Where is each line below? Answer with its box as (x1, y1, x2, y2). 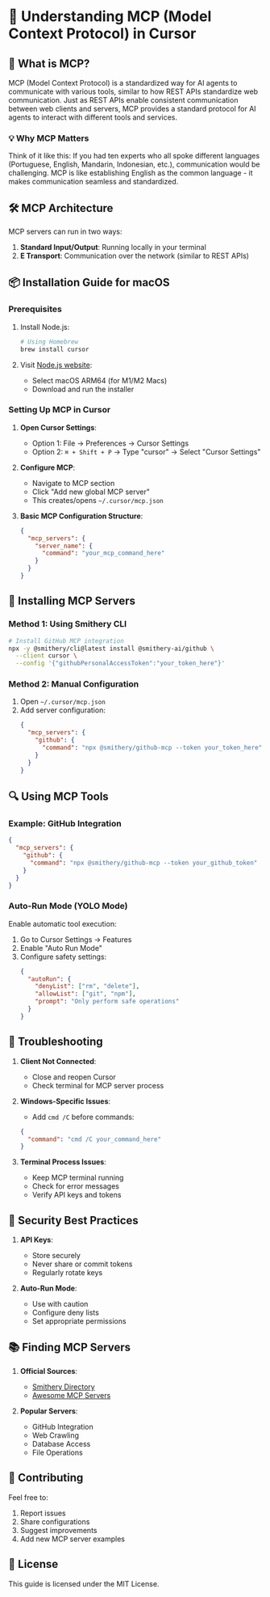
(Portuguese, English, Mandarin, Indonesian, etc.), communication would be (8, 159, 260, 169)
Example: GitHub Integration (8, 818, 123, 829)
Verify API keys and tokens (31, 1190, 122, 1200)
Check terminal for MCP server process (31, 1080, 164, 1090)
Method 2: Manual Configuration (8, 678, 139, 690)
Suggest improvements (19, 1525, 98, 1535)
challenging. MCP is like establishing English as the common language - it (8, 168, 253, 178)
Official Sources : (19, 1366, 78, 1375)
